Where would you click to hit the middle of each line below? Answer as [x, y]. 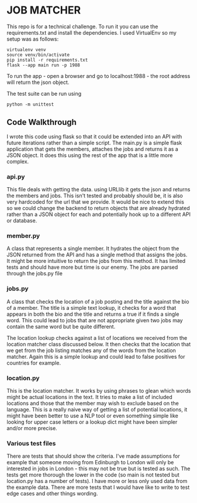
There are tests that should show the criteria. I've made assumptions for [93, 456]
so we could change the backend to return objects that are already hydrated [98, 208]
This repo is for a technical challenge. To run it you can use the [82, 26]
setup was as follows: [33, 39]
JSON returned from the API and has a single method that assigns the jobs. [97, 255]
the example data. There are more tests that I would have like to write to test [98, 487]
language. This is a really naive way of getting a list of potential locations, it [97, 409]
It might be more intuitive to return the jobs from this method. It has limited [96, 261]
